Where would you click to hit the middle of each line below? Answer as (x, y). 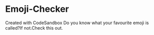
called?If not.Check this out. (34, 28)
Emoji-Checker (37, 9)
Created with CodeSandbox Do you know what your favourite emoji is (77, 23)
